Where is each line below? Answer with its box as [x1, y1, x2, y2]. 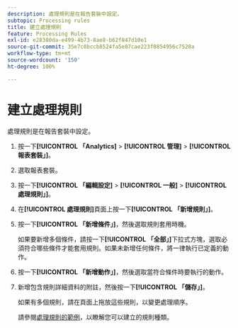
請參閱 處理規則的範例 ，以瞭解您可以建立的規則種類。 [17, 312, 174, 321]
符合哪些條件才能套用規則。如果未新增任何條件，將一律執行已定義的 [23, 244, 223, 252]
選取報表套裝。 [17, 166, 62, 174]
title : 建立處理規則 [7, 23, 62, 30]
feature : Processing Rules [7, 30, 87, 38]
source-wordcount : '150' [7, 57, 81, 64]
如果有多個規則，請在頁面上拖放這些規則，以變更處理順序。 [17, 298, 192, 306]
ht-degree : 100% [7, 63, 55, 70]
